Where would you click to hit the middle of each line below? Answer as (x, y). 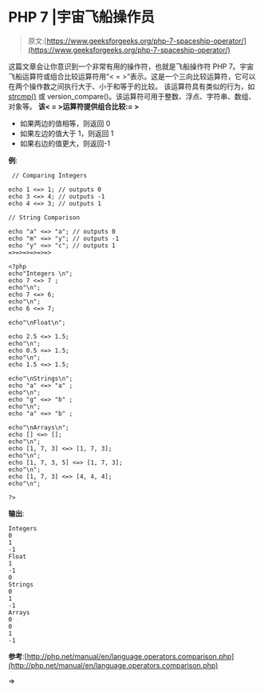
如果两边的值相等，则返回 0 (65, 123)
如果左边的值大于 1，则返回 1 (67, 133)
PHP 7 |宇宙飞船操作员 (82, 17)
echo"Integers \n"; (41, 274)
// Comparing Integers (49, 175)
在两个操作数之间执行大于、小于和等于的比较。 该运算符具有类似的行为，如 (132, 86)
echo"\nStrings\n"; (41, 378)
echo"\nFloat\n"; (37, 322)
